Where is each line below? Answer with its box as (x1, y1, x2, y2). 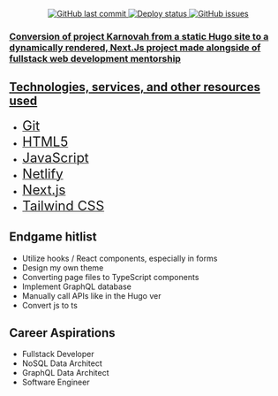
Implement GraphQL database (21, 281, 132, 292)
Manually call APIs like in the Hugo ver (21, 290, 162, 301)
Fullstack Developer (21, 349, 94, 360)
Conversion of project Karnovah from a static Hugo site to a (9, 30, 269, 42)
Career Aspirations (9, 325, 116, 340)
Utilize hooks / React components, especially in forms (21, 253, 218, 263)
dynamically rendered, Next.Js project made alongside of (9, 41, 261, 53)
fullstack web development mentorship (9, 52, 181, 65)
